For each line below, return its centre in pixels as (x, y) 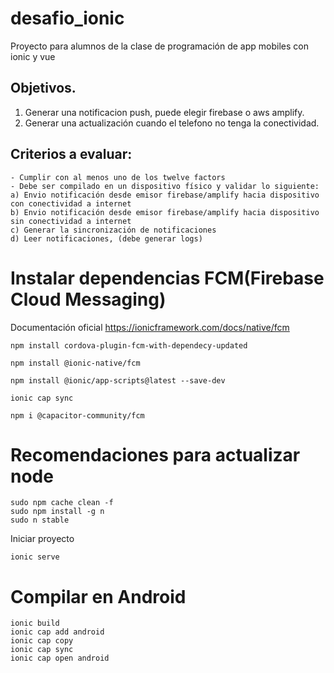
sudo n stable (40, 520)
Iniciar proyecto (42, 539)
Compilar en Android (98, 596)
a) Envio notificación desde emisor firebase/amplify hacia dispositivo (165, 195)
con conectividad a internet (71, 203)
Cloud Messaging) (88, 299)
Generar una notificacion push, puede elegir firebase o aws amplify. (164, 112)
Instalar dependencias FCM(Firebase (167, 278)
